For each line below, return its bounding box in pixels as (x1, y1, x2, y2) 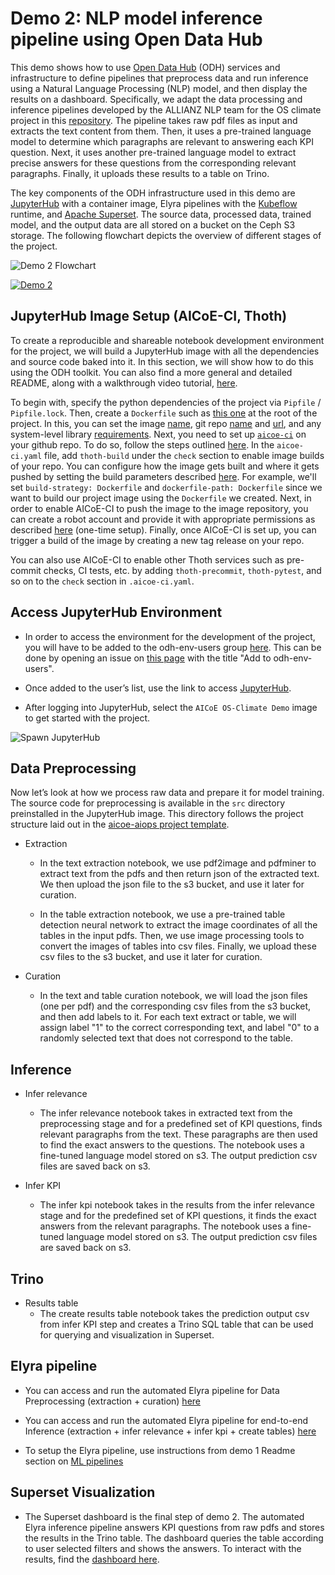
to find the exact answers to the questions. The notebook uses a (39, 1139, 305, 1151)
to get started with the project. (24, 712, 151, 724)
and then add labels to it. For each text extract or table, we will (39, 1011, 297, 1023)
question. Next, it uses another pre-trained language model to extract (10, 146, 297, 158)
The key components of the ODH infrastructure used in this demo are (10, 187, 296, 199)
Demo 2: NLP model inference (10, 7, 263, 30)
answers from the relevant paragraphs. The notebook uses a (39, 1220, 290, 1232)
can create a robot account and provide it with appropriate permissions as (10, 513, 316, 525)
